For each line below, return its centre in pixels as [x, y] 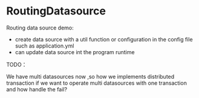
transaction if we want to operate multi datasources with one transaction [97, 83]
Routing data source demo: [40, 28]
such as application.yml [44, 46]
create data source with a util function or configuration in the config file [104, 39]
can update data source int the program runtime [75, 52]
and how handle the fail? [37, 89]
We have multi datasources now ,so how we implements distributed [90, 76]
